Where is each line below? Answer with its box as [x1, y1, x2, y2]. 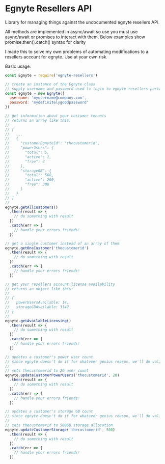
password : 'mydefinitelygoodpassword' [9, 100, 89, 105]
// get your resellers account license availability [5, 282, 115, 287]
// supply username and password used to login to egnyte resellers [5, 86, 148, 91]
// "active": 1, [5, 154, 52, 160]
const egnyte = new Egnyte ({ [5, 91, 65, 96]
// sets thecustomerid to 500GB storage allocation [5, 423, 113, 428]
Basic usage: [5, 63, 31, 69]
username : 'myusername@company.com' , [9, 95, 87, 101]
